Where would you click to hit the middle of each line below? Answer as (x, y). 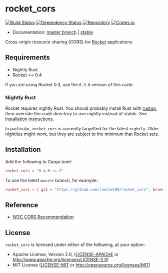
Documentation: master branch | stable (53, 32)
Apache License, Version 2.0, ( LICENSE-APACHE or (65, 255)
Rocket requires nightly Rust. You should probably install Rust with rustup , (81, 108)
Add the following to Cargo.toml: (38, 161)
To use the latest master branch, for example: (52, 180)
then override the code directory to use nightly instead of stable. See (76, 114)
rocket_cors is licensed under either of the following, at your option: (75, 245)
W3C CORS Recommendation (43, 217)
